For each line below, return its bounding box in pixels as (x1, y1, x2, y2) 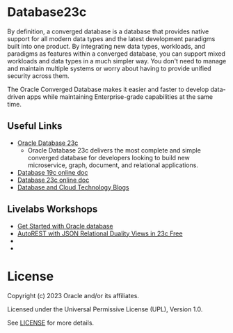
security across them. (7, 71, 70, 80)
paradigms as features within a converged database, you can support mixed (7, 49, 226, 58)
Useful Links (7, 120, 63, 132)
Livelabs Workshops (7, 203, 98, 215)
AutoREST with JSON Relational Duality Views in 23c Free (17, 229, 183, 238)
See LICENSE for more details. (7, 318, 95, 327)
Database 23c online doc (17, 176, 90, 184)
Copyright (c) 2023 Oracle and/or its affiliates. (7, 291, 139, 300)
